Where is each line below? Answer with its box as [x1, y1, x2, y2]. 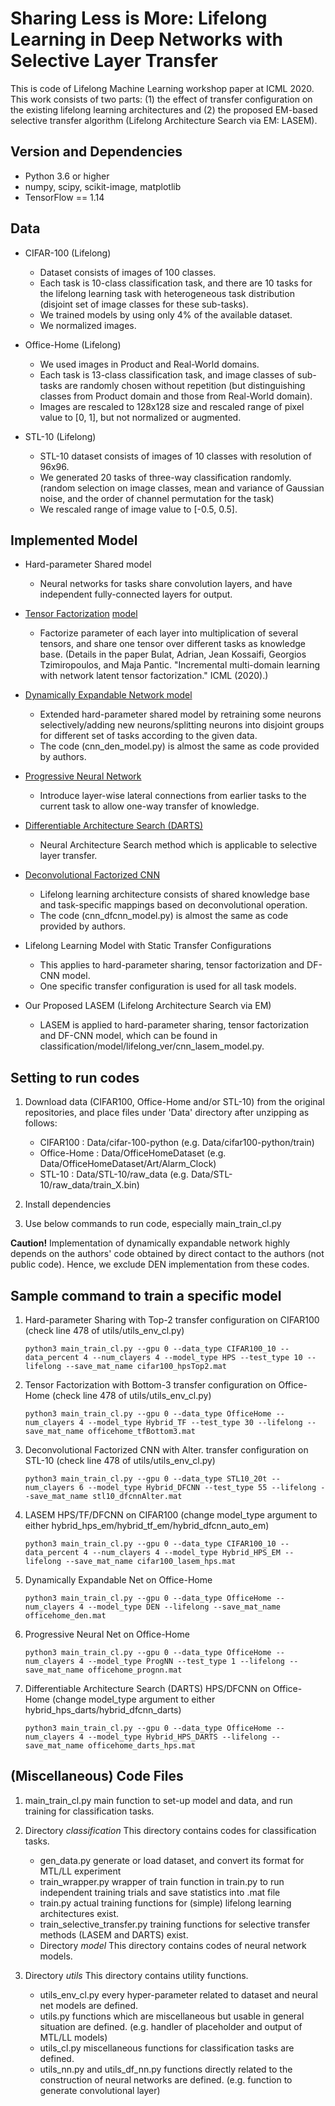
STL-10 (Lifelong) [24, 430, 97, 442]
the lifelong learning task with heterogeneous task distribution [39, 287, 295, 299]
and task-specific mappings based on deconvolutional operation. [39, 899, 308, 911]
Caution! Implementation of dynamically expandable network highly [10, 1237, 291, 1249]
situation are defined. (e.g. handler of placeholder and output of [39, 2020, 303, 2032]
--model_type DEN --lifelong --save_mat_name [88, 1602, 281, 1612]
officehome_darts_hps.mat [88, 1741, 196, 1751]
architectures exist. [39, 1907, 120, 1919]
